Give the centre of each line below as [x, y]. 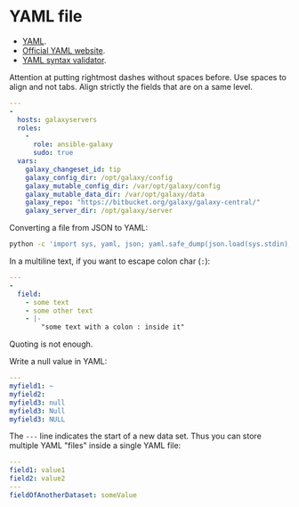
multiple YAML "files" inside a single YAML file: [95, 446]
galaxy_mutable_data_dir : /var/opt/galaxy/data [115, 194]
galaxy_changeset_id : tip [73, 169]
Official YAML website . [64, 50]
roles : [29, 128]
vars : [28, 161]
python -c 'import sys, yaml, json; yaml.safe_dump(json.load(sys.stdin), [151, 244]
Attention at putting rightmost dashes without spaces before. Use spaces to [148, 77]
